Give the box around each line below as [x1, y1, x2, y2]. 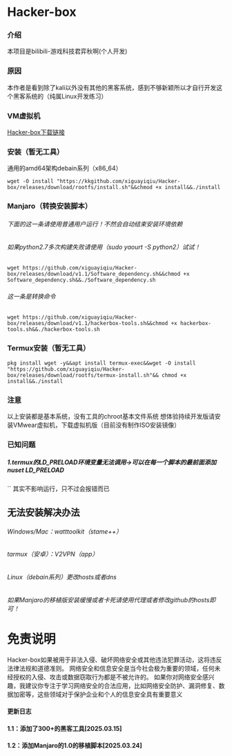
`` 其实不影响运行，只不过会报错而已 [7, 484, 110, 493]
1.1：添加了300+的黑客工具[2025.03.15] [7, 724, 122, 732]
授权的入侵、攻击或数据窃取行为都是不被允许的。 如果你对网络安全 [12, 673, 202, 681]
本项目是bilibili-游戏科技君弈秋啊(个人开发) [7, 47, 128, 55]
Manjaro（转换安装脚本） [7, 202, 93, 211]
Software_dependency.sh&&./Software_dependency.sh [7, 276, 156, 284]
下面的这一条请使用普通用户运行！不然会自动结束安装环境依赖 [7, 220, 183, 228]
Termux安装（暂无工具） [7, 344, 90, 353]
